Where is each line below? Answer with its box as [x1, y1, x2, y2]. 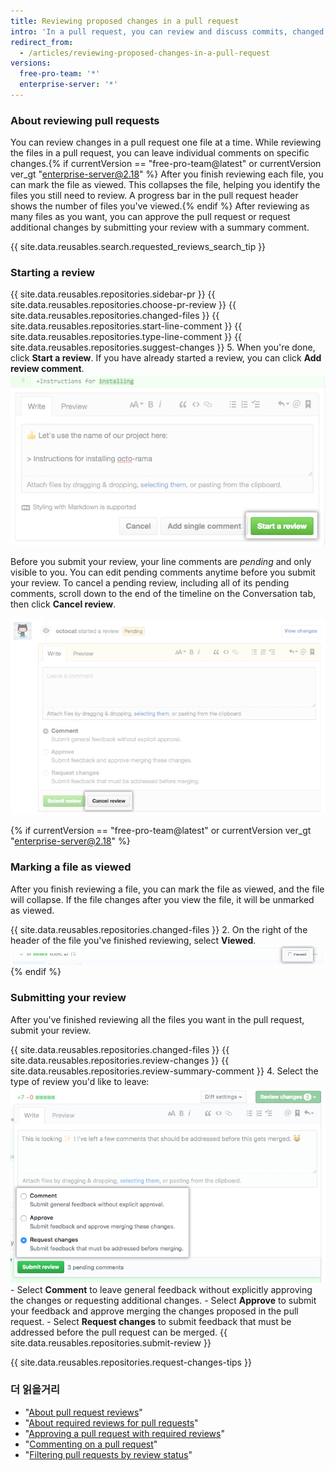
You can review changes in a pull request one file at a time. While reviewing [10, 136, 322, 149]
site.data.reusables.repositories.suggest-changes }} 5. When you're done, [10, 341, 316, 354]
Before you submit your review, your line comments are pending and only [10, 556, 312, 568]
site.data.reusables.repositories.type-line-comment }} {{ [10, 331, 243, 343]
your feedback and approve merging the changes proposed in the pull [10, 1305, 299, 1317]
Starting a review [10, 266, 95, 280]
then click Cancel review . [10, 598, 117, 610]
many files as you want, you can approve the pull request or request [10, 211, 291, 223]
